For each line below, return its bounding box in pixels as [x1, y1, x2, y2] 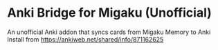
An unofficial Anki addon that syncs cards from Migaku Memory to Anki [7, 28, 211, 36]
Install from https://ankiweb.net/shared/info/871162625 [7, 35, 164, 43]
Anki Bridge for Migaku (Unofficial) [7, 5, 212, 21]
